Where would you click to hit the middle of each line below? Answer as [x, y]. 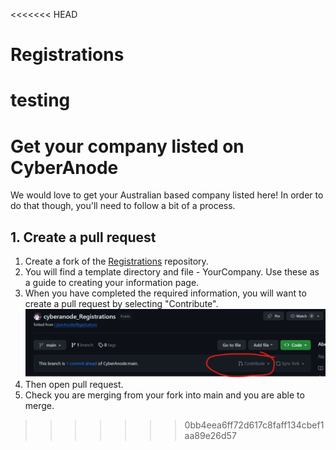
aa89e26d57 [210, 435]
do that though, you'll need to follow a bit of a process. [123, 206]
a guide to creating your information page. [112, 283]
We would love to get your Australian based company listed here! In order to [167, 195]
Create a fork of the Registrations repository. [116, 261]
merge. [39, 405]
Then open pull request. [74, 384]
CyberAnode [64, 167]
